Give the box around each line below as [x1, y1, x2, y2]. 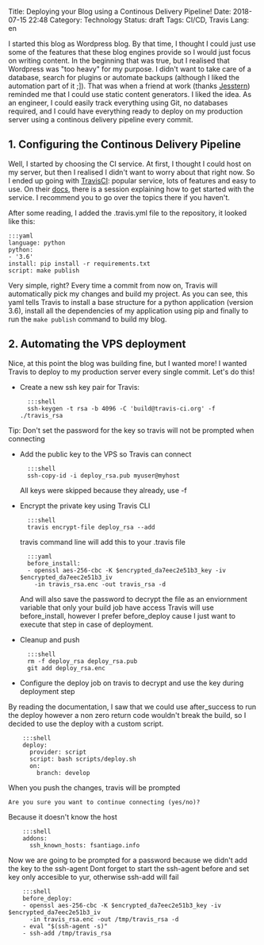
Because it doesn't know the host [8, 812, 117, 821]
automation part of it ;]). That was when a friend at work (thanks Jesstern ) [8, 81, 251, 91]
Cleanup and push [19, 634, 80, 644]
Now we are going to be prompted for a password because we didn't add [8, 855, 247, 865]
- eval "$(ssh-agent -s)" [22, 922, 109, 930]
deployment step [19, 686, 75, 696]
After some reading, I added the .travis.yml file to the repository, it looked [8, 208, 247, 218]
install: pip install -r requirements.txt [8, 260, 151, 268]
